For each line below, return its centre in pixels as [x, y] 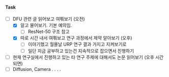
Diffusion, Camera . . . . [37, 69]
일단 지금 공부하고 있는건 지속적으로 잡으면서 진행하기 [81, 51]
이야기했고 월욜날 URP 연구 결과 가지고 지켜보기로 [77, 44]
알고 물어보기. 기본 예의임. [46, 25]
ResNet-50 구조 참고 [49, 32]
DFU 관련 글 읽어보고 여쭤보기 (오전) [49, 19]
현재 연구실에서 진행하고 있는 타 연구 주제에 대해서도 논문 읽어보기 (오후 [83, 57]
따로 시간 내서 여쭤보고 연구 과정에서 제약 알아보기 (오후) [76, 38]
